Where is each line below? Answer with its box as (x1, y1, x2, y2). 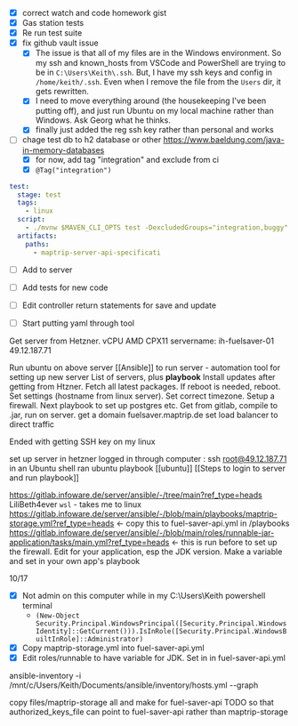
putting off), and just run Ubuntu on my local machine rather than (35, 106, 274, 117)
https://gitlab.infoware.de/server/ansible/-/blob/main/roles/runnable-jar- (9, 527, 275, 537)
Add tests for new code (21, 282, 109, 293)
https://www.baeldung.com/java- (163, 134, 285, 145)
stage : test (17, 190, 62, 199)
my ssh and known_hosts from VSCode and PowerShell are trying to (35, 58, 286, 69)
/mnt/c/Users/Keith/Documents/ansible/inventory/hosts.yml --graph (9, 680, 259, 690)
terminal (21, 600, 53, 610)
